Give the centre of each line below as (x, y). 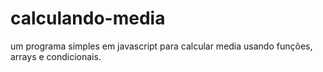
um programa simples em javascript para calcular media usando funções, (161, 46)
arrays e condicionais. (56, 56)
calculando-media (88, 18)
